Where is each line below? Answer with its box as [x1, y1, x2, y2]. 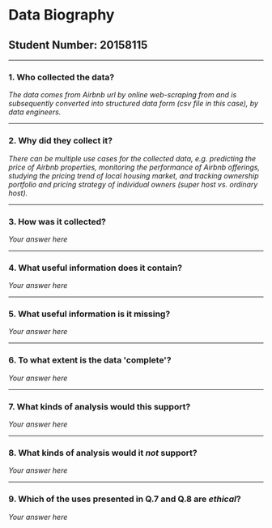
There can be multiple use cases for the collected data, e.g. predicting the [8, 153, 257, 163]
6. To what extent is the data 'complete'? [8, 354, 172, 366]
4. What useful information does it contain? [8, 262, 183, 273]
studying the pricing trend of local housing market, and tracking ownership [8, 170, 259, 180]
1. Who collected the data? [8, 71, 115, 83]
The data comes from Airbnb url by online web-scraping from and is [8, 90, 237, 100]
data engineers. [8, 107, 62, 117]
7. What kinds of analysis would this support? [8, 401, 191, 412]
